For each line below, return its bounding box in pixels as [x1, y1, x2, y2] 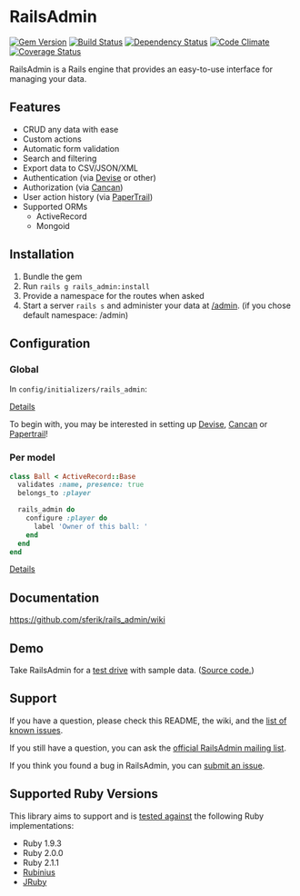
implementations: [9, 820, 75, 831]
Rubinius [22, 866, 56, 878]
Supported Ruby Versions [9, 786, 159, 801]
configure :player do [25, 513, 107, 523]
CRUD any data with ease [22, 124, 119, 134]
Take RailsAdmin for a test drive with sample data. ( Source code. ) [9, 665, 255, 676]
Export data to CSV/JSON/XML [22, 162, 139, 174]
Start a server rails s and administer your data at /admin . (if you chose [22, 300, 291, 311]
